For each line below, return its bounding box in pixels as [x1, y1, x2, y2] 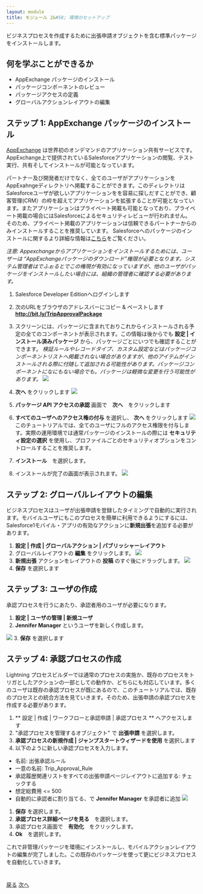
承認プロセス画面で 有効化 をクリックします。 [14, 823, 137, 830]
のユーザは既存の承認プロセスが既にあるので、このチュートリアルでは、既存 [6, 686, 197, 693]
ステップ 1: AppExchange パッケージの [6, 118, 152, 128]
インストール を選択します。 [14, 457, 89, 465]
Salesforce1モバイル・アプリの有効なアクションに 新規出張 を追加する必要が [6, 521, 193, 529]
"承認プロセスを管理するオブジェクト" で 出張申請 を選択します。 [14, 729, 178, 736]
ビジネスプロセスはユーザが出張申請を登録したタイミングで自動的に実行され [6, 506, 197, 513]
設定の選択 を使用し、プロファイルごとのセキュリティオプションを [20, 437, 186, 444]
